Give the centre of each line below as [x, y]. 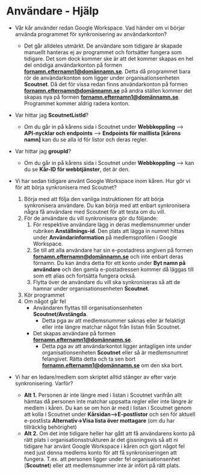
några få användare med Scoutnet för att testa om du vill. [94, 211]
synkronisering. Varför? [44, 383]
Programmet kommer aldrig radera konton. [77, 103]
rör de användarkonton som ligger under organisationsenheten [102, 78]
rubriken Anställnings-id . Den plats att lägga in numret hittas [109, 231]
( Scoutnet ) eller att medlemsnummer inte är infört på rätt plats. [102, 465]
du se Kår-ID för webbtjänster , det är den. [77, 169]
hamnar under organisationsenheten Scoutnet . [91, 288]
